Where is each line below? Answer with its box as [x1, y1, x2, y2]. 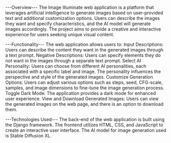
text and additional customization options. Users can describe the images [5, 15, 160, 21]
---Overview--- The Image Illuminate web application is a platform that [5, 5, 154, 10]
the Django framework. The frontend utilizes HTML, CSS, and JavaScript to [5, 122, 163, 128]
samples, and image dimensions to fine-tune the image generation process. [5, 85, 164, 91]
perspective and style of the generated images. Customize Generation [5, 74, 153, 80]
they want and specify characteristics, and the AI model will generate [5, 20, 151, 27]
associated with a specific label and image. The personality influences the [5, 68, 161, 75]
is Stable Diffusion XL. [5, 133, 52, 138]
